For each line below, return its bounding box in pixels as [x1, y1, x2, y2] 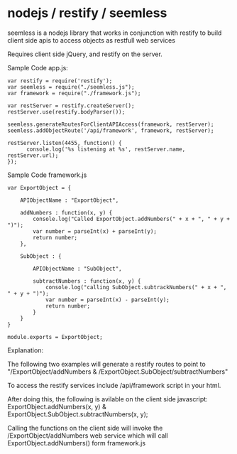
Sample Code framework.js [7, 171, 87, 179]
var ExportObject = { [7, 184, 72, 191]
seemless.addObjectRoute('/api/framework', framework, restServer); [7, 126, 214, 134]
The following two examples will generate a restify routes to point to [7, 360, 206, 368]
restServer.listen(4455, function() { [7, 139, 122, 146]
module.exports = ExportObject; [7, 333, 103, 340]
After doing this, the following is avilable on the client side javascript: [7, 394, 208, 403]
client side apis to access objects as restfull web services [7, 36, 176, 44]
